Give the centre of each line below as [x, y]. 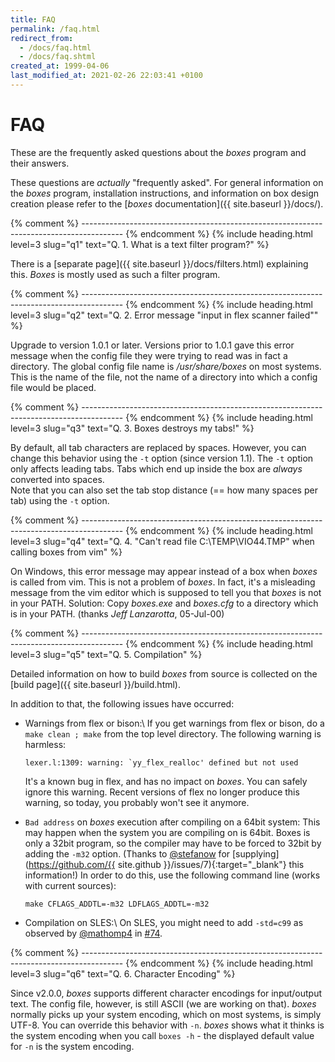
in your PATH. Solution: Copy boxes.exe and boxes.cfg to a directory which [164, 603]
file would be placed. [53, 387]
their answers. [40, 163]
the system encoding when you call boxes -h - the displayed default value [162, 1035]
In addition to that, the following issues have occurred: [122, 703]
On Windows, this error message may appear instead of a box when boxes [164, 571]
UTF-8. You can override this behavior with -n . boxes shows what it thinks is [167, 1025]
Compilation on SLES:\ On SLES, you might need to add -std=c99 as [164, 922]
